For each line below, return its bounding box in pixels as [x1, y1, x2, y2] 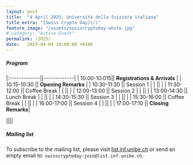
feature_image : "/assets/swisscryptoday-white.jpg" [6, 25, 135, 31]
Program [6, 60, 28, 67]
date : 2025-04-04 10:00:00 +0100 [6, 42, 93, 48]
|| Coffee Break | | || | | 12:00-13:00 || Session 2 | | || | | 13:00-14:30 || [20, 87, 188, 94]
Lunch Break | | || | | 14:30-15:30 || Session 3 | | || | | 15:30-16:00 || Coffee [6, 93, 185, 100]
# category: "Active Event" [6, 31, 75, 37]
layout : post [6, 8, 38, 15]
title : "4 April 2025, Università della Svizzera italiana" [6, 14, 159, 20]
